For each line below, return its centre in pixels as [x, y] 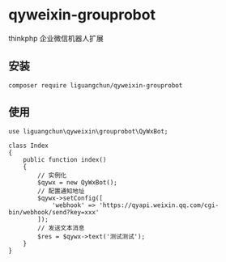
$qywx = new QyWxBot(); [77, 182]
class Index [28, 146]
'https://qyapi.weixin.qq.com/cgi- [159, 205]
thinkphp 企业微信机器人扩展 [56, 38]
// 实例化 [52, 175]
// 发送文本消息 [61, 228]
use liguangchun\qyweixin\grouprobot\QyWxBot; [88, 131]
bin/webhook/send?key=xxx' [54, 212]
